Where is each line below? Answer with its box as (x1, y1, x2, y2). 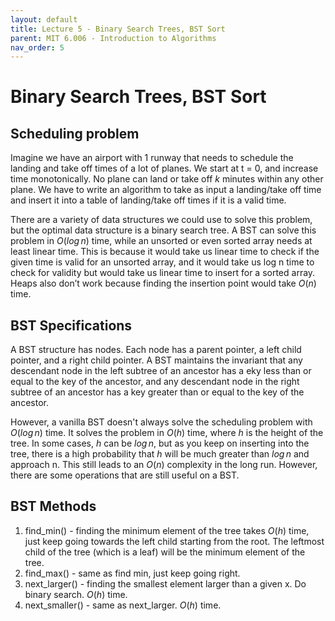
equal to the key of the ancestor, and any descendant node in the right (10, 376, 300, 388)
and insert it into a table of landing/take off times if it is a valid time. (10, 194, 287, 206)
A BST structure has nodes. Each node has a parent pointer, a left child (10, 344, 302, 356)
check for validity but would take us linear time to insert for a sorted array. (10, 267, 316, 279)
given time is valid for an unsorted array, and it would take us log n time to (10, 256, 315, 268)
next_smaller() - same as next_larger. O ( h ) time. (24, 599, 222, 611)
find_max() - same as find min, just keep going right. (24, 567, 241, 579)
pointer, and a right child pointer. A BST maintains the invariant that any (10, 354, 303, 366)
